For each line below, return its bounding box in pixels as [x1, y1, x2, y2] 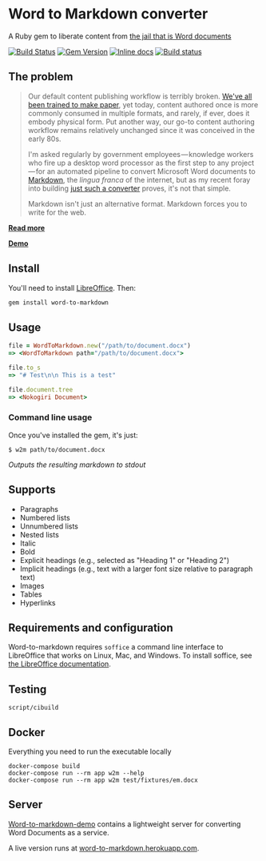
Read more [8, 223, 46, 232]
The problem [8, 70, 73, 84]
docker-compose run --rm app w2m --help [8, 770, 145, 778]
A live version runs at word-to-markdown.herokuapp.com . [8, 843, 200, 853]
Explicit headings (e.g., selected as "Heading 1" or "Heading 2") [19, 555, 230, 565]
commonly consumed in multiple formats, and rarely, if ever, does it [27, 108, 250, 118]
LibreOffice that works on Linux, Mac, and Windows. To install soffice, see [8, 650, 252, 661]
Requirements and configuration [8, 622, 173, 634]
